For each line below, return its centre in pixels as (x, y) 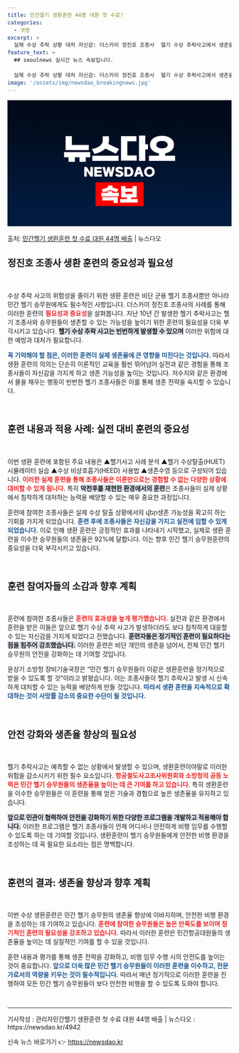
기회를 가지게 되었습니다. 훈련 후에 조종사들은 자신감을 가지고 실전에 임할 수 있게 (117, 521)
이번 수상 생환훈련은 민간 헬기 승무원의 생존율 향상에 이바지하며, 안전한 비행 (112, 915)
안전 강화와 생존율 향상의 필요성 (72, 734)
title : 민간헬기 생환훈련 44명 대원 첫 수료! (65, 15)
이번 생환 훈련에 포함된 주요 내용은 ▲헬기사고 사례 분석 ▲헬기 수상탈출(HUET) (116, 461)
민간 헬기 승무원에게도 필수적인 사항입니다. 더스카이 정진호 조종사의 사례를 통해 (117, 304)
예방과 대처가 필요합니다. (49, 340)
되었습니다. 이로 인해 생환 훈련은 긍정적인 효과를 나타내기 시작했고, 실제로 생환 (116, 530)
